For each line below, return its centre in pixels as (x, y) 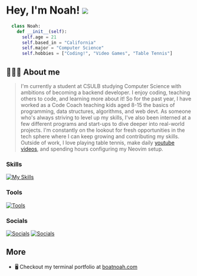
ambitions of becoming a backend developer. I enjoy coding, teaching (105, 92)
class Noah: (26, 26)
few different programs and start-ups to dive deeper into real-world (102, 124)
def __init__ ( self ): (42, 31)
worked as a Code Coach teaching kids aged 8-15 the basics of (98, 105)
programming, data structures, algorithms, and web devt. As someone (106, 111)
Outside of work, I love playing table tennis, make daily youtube (98, 143)
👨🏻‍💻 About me (33, 72)
